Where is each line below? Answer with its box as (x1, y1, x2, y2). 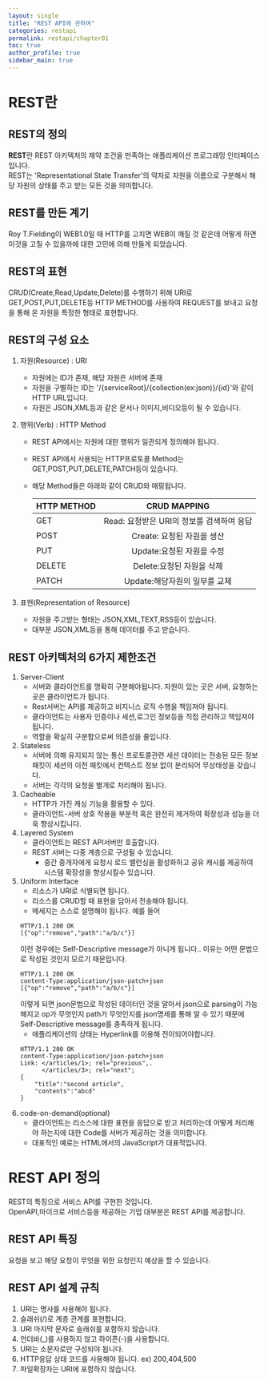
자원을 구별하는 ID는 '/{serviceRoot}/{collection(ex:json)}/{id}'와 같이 (31, 383, 254, 393)
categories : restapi (8, 26, 78, 34)
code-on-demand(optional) (19, 1109, 110, 1118)
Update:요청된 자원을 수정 (131, 546, 225, 557)
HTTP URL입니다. (31, 393, 88, 403)
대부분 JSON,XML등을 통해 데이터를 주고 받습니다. (31, 625, 190, 634)
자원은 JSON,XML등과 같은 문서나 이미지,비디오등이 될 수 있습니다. (31, 403, 242, 413)
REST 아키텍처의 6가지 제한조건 (8, 650, 157, 664)
